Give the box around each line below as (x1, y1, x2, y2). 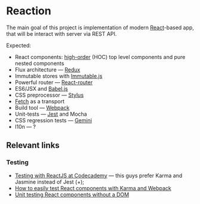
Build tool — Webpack (14, 104, 70, 111)
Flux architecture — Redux (14, 66, 81, 73)
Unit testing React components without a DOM (14, 191, 130, 198)
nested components (14, 60, 64, 67)
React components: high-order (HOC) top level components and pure (14, 53, 186, 60)
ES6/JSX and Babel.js (14, 85, 68, 92)
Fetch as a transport (14, 97, 64, 105)
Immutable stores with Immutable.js (14, 72, 103, 79)
